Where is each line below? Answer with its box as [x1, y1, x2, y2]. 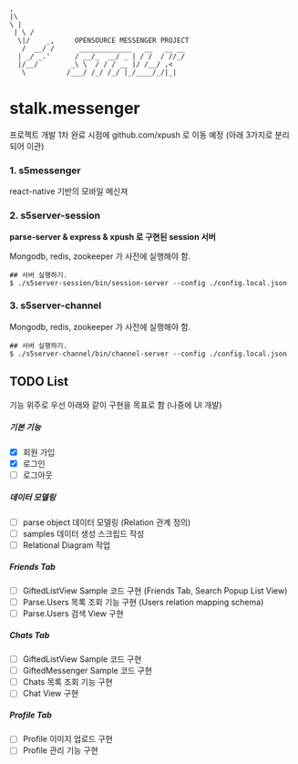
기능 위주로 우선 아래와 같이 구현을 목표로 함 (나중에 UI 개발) [9, 399, 222, 410]
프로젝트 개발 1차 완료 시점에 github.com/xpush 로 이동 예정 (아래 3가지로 [9, 129, 273, 140]
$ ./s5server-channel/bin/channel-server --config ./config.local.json [9, 349, 287, 358]
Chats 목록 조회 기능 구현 [22, 676, 113, 687]
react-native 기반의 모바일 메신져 [9, 186, 128, 197]
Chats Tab [9, 629, 50, 640]
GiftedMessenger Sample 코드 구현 [22, 666, 153, 676]
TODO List [9, 374, 68, 389]
